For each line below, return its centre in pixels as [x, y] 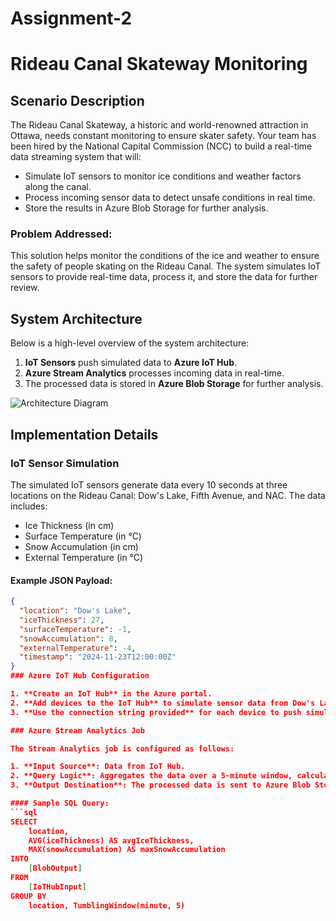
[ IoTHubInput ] [57, 887]
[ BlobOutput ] [55, 868]
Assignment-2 [71, 18]
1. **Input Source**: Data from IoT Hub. [98, 767]
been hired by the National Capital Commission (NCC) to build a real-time [161, 146]
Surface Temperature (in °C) [83, 536]
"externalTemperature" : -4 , [78, 648]
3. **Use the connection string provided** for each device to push [156, 712]
